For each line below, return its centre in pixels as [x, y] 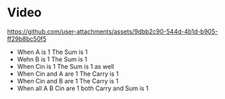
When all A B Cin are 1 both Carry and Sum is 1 [83, 88]
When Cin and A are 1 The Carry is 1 [68, 74]
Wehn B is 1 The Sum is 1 [52, 59]
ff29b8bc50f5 [27, 38]
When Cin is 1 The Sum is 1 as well [66, 66]
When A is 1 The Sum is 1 [52, 52]
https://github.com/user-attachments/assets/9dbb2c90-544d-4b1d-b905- [113, 31]
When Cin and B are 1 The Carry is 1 [68, 81]
